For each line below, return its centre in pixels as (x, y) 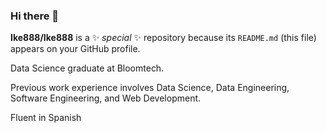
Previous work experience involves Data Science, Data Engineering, (150, 88)
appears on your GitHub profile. (75, 49)
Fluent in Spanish (46, 118)
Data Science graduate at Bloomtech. (87, 68)
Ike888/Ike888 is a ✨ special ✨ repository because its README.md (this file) (163, 38)
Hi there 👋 (35, 16)
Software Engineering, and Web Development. (106, 98)
